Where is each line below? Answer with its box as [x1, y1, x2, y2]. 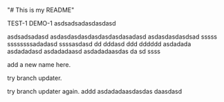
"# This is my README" [7, 6, 75, 14]
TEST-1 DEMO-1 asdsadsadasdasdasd [7, 19, 116, 27]
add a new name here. [7, 61, 71, 68]
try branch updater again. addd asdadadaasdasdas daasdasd [7, 88, 183, 95]
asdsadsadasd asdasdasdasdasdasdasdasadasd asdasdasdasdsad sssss [7, 32, 218, 41]
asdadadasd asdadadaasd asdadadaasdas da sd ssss [7, 48, 161, 55]
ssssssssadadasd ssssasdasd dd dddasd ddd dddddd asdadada [7, 40, 192, 48]
